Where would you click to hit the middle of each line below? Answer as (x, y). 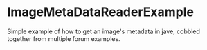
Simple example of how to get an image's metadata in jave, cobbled (104, 31)
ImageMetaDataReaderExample (100, 12)
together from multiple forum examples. (64, 38)
